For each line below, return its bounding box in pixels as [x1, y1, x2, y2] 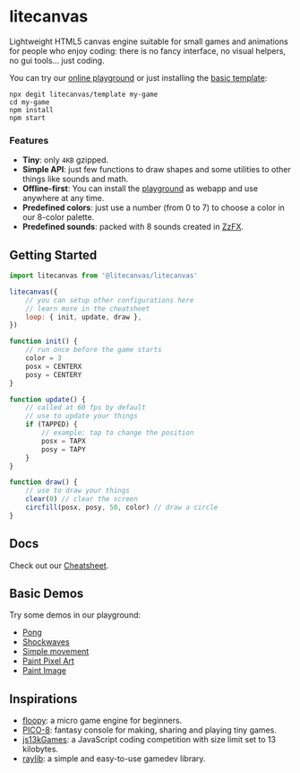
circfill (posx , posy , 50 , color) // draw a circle [25, 503, 219, 513]
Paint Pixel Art [21, 655, 74, 666]
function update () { [9, 395, 87, 404]
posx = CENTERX [25, 362, 82, 371]
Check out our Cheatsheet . [9, 559, 109, 571]
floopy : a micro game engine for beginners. [21, 716, 183, 726]
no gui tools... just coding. [9, 55, 105, 66]
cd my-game [9, 97, 50, 107]
